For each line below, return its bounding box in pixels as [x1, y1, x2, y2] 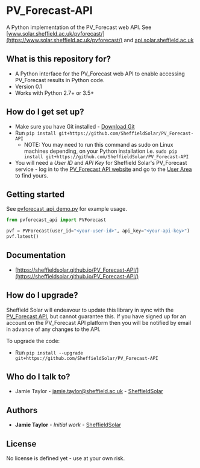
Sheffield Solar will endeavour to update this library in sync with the [6, 306, 174, 313]
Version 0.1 [14, 83, 42, 90]
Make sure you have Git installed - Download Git [14, 123, 135, 130]
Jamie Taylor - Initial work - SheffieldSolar [14, 421, 122, 429]
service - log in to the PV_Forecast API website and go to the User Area [14, 165, 192, 173]
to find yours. [14, 171, 48, 179]
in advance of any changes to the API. [6, 325, 101, 333]
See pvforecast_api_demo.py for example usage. [6, 205, 128, 213]
